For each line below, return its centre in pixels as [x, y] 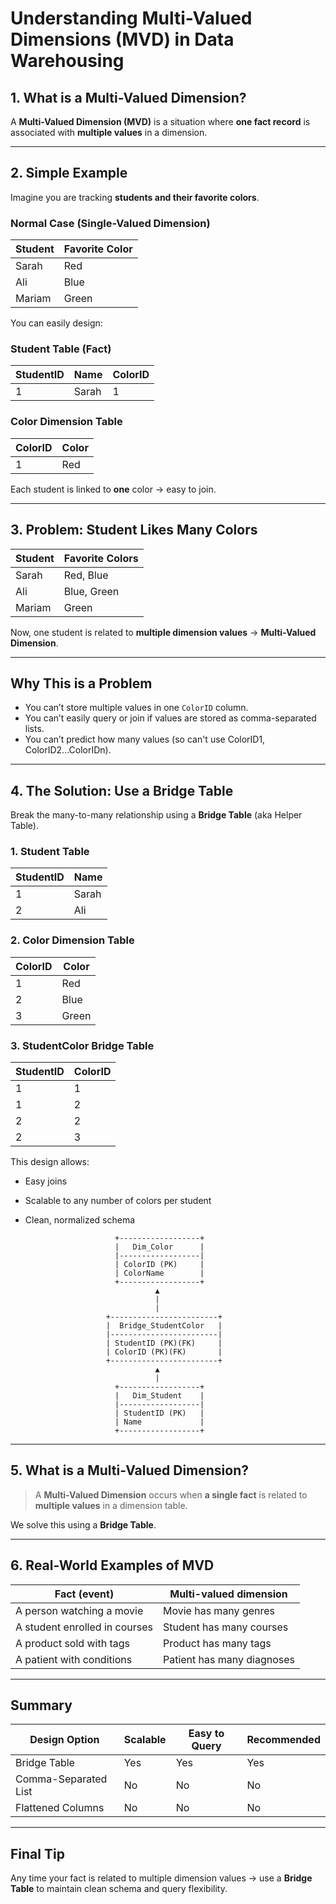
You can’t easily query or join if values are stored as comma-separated [170, 718]
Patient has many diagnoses [229, 1659]
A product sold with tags [72, 1643]
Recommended [283, 1740]
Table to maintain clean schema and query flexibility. [119, 1889]
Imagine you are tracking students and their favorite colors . [135, 197]
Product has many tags [217, 1643]
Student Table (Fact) [61, 349]
